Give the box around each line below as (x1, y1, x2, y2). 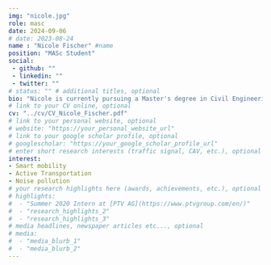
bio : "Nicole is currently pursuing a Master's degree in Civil (8, 95, 229, 103)
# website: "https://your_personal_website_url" (8, 124, 175, 132)
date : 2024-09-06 (8, 27, 67, 35)
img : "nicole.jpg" (8, 11, 70, 20)
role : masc (8, 19, 45, 27)
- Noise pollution (8, 177, 70, 186)
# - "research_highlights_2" (8, 207, 110, 215)
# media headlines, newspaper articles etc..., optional (8, 222, 204, 230)
